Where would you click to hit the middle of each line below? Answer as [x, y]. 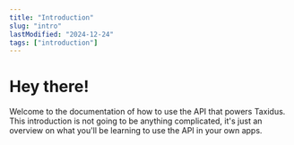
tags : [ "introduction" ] [54, 43]
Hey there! [49, 87]
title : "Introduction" [52, 17]
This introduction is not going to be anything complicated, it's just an [136, 121]
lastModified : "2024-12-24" [62, 34]
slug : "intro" [36, 26]
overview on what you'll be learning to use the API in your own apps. [136, 131]
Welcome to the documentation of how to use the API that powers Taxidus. [147, 112]
